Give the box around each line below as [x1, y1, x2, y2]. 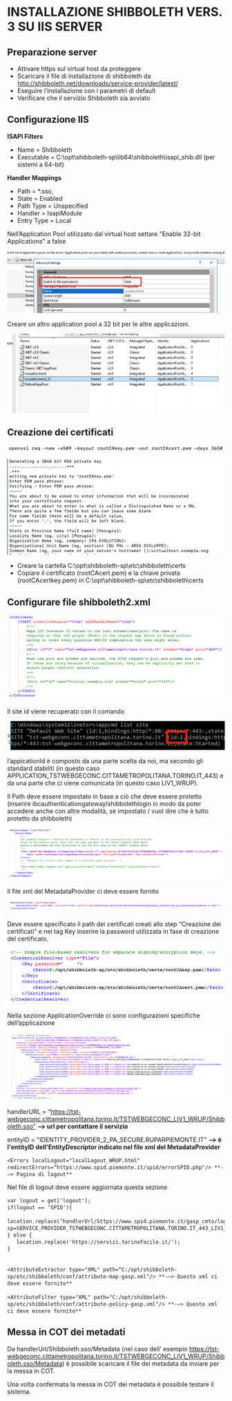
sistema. [7, 1387, 31, 1395]
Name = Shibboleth [17, 146, 72, 154]
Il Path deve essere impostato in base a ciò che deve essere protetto [7, 792, 202, 801]
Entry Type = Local [17, 216, 71, 224]
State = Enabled [17, 194, 64, 202]
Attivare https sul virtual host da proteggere [17, 65, 142, 72]
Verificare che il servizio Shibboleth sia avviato [17, 94, 151, 102]
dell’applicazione [7, 1019, 55, 1027]
